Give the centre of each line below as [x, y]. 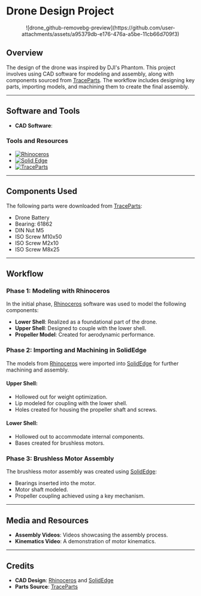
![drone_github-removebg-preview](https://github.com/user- [100, 28]
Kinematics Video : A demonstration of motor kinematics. [86, 541]
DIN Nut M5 [29, 230]
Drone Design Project [60, 11]
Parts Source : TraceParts [46, 586]
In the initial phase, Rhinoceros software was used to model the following [96, 304]
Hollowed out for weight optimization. [61, 397]
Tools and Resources [37, 141]
